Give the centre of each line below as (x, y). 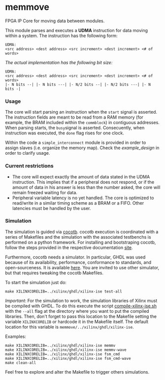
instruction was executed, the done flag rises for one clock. (65, 133)
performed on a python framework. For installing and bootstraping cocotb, (81, 242)
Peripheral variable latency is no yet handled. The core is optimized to (83, 198)
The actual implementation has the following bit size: (59, 62)
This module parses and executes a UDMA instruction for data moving (77, 30)
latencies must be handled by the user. (51, 208)
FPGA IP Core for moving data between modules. (55, 21)
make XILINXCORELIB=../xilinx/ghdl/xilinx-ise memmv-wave (66, 350)
